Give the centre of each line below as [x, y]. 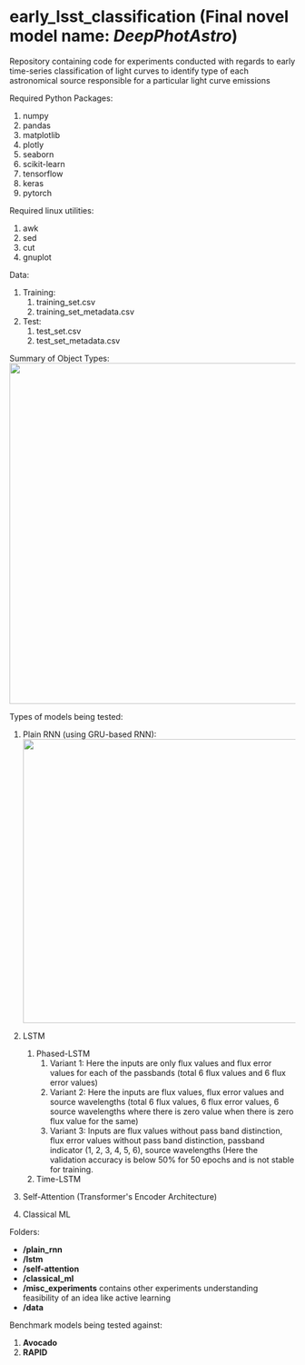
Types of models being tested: [66, 716]
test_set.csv [59, 331]
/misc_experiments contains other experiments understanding [140, 1288]
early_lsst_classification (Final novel [149, 17]
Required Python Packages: [61, 98]
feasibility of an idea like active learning [96, 1298]
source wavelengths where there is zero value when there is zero [172, 1111]
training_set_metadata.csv [85, 312]
